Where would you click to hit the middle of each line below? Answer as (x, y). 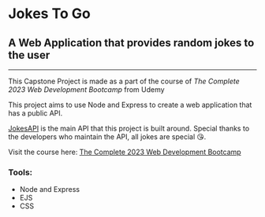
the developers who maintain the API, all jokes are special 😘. (107, 137)
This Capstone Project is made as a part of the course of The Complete (124, 81)
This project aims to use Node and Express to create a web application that (130, 105)
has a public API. (35, 113)
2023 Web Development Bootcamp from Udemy (86, 90)
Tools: (21, 172)
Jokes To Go (49, 14)
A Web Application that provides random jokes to (131, 43)
